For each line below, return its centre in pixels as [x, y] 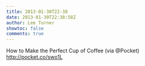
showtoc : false [25, 28]
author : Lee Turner [30, 23]
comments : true [25, 34]
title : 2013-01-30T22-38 [37, 12]
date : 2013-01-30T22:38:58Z [41, 17]
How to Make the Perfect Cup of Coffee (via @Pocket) [73, 51]
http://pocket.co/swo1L [34, 57]
